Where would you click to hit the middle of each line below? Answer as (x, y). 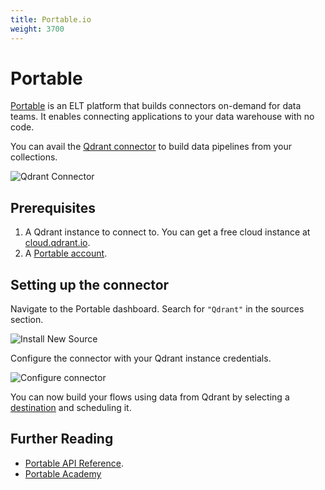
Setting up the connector (90, 284)
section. (27, 320)
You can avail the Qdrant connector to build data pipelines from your (151, 147)
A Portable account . (66, 253)
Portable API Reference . (74, 463)
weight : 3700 (37, 29)
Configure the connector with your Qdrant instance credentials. (141, 358)
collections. (34, 157)
